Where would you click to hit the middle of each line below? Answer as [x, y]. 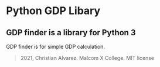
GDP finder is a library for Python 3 [71, 33]
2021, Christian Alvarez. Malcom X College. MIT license [87, 58]
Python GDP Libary [53, 11]
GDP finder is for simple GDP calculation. [56, 46]
